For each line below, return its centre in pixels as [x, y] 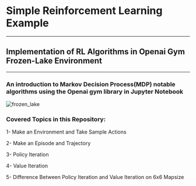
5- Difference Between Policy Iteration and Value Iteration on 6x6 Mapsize [95, 177]
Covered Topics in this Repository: [56, 119]
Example [27, 23]
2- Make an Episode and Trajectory [48, 143]
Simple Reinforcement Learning [84, 11]
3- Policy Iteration [27, 155]
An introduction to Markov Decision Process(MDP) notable [91, 84]
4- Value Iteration [27, 166]
